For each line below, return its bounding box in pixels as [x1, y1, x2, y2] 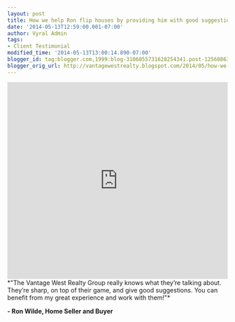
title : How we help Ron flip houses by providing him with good [7, 17, 199, 24]
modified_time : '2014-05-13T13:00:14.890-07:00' [7, 50, 152, 57]
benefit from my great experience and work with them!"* [7, 293, 171, 302]
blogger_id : [7, 56, 42, 63]
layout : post [7, 10, 45, 17]
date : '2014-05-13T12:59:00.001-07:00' [7, 23, 124, 30]
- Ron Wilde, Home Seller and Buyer [7, 307, 113, 315]
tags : [7, 36, 23, 43]
